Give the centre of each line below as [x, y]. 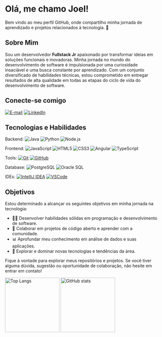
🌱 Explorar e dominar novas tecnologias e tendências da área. [74, 251]
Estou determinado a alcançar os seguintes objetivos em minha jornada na [79, 204]
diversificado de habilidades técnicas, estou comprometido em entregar [77, 75]
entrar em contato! [23, 271]
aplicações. [23, 246]
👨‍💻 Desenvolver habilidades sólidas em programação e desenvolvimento [85, 218]
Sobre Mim [22, 43]
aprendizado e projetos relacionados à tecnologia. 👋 [57, 27]
